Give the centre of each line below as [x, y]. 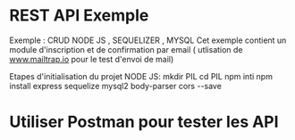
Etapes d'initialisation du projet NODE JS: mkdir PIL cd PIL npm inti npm [141, 76]
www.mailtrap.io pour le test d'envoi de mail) [92, 59]
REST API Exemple [79, 16]
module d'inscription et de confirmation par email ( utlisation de [126, 49]
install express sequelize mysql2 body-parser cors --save [115, 86]
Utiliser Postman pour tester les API [144, 122]
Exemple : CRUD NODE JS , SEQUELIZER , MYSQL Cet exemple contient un [148, 40]
